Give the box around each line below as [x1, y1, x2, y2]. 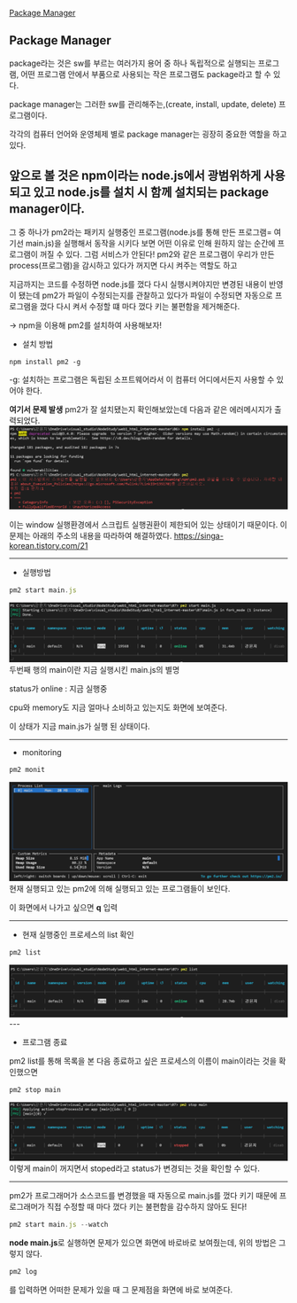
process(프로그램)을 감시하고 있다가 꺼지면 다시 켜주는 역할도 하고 [9, 260, 238, 270]
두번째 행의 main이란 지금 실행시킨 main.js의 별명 [9, 664, 180, 675]
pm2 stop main [9, 1085, 62, 1094]
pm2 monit [9, 765, 46, 774]
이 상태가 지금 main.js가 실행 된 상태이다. [9, 721, 150, 731]
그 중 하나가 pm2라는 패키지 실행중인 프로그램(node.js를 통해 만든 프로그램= [9, 226, 272, 238]
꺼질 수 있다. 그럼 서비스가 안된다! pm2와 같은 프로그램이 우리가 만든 [39, 248, 276, 260]
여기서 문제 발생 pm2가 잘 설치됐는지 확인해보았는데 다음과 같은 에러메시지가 [9, 403, 272, 415]
